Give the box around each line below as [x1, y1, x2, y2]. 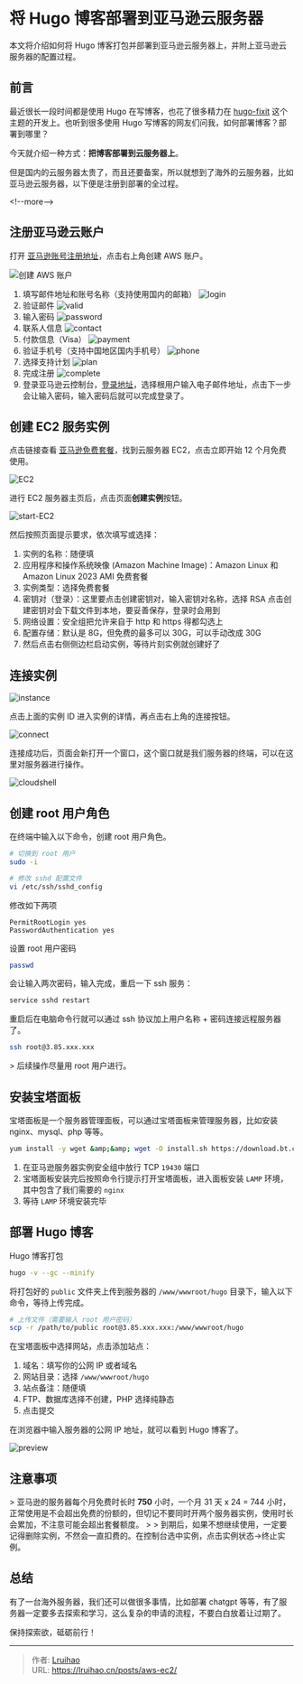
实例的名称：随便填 [22, 548, 95, 560]
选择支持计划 [22, 356, 70, 367]
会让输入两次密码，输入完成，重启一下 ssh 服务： [9, 978, 193, 989]
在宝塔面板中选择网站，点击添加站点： [9, 1341, 151, 1352]
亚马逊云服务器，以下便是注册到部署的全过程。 [9, 178, 183, 189]
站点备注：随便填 [22, 1382, 87, 1393]
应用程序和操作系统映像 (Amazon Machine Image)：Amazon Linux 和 [22, 560, 279, 571]
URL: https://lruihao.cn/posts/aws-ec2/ [31, 1664, 178, 1675]
